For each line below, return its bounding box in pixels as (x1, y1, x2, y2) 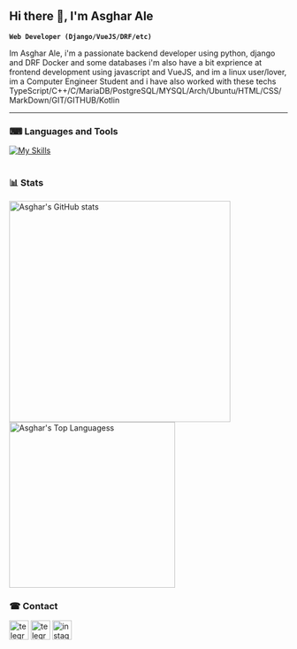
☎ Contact (9, 599, 58, 612)
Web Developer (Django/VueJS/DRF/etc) (9, 32, 152, 41)
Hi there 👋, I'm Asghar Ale (9, 9, 154, 24)
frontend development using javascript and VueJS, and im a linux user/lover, (9, 66, 287, 77)
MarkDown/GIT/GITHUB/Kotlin (9, 95, 120, 105)
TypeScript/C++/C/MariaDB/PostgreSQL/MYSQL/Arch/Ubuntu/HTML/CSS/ (9, 85, 282, 95)
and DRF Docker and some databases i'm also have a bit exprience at (9, 57, 263, 67)
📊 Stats (9, 177, 44, 189)
